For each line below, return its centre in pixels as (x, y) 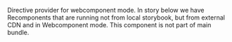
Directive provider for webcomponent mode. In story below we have (106, 10)
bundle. (18, 32)
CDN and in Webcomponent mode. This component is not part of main (109, 25)
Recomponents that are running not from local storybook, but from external (116, 17)
